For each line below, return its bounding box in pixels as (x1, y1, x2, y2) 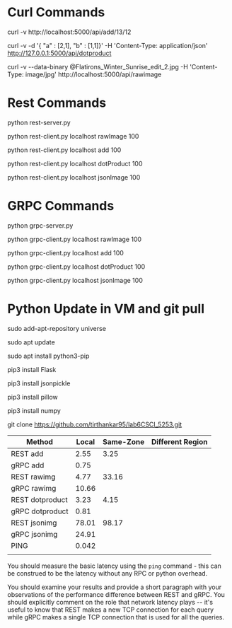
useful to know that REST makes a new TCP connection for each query (7, 605, 214, 614)
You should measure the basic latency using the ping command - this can (7, 562, 221, 570)
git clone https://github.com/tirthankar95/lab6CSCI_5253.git (7, 420, 182, 429)
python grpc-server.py (7, 221, 74, 230)
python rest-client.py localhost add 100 (7, 146, 122, 154)
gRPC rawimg (11, 483, 57, 493)
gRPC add (11, 460, 45, 470)
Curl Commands (7, 4, 105, 21)
